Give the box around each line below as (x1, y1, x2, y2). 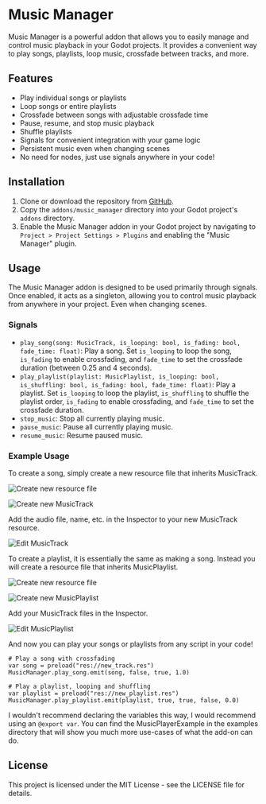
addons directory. (19, 213, 75, 223)
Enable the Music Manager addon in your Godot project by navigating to (19, 221, 256, 231)
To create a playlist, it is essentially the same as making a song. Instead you (8, 553, 256, 563)
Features (8, 72, 53, 85)
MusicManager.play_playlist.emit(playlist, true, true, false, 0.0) (8, 696, 240, 705)
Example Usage (8, 450, 70, 461)
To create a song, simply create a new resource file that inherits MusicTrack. (8, 468, 258, 478)
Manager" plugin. (19, 239, 77, 248)
